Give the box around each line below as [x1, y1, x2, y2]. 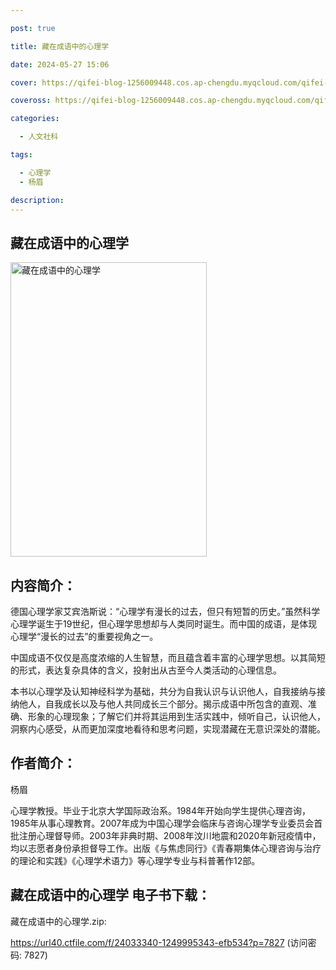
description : [10, 195, 65, 205]
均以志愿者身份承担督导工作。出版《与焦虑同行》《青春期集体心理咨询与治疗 [10, 842, 322, 854]
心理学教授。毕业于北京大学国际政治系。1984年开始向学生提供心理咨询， [10, 804, 312, 816]
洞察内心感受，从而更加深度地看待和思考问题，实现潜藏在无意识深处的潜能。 [10, 723, 326, 735]
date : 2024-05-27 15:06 [10, 59, 110, 70]
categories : [10, 114, 60, 124]
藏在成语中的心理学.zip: [10, 915, 107, 927]
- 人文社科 [19, 132, 59, 142]
